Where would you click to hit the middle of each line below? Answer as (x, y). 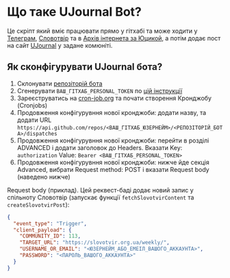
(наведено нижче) (43, 177)
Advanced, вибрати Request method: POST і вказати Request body (113, 169)
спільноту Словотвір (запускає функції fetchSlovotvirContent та (101, 197)
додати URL (34, 120)
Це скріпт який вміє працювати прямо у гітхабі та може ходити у (102, 31)
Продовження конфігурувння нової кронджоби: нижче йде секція (113, 162)
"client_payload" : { (42, 230)
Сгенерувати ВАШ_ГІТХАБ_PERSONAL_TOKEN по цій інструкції (100, 90)
